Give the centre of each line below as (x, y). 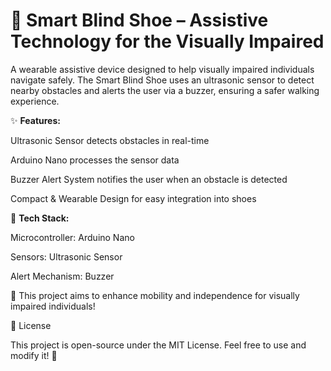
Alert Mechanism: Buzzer (62, 276)
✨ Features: (35, 120)
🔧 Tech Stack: (40, 218)
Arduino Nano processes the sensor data (95, 160)
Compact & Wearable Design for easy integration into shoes (133, 198)
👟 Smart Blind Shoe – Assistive (139, 20)
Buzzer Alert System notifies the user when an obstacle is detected (149, 179)
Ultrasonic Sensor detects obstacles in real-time (110, 140)
